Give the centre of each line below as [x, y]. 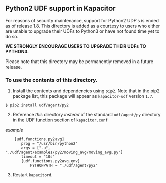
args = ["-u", [36, 148]
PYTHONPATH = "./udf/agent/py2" [64, 166]
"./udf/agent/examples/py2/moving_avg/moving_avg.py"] [64, 152]
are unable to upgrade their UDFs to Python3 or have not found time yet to [82, 31]
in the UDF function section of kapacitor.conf [60, 120]
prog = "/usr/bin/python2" [49, 144]
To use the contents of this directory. [51, 80]
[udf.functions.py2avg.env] [50, 161]
